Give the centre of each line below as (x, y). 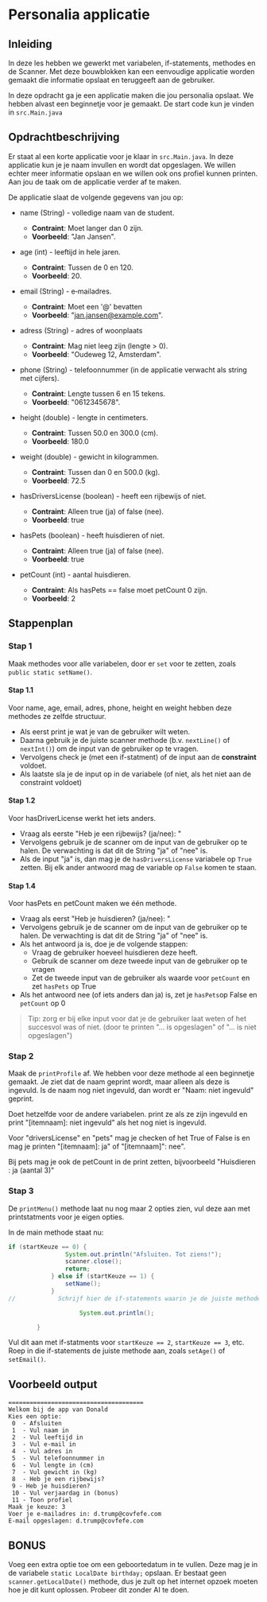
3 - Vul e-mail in (44, 1445)
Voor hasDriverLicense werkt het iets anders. (82, 818)
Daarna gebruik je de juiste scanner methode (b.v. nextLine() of (125, 740)
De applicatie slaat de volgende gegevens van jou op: (96, 197)
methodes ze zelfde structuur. (57, 716)
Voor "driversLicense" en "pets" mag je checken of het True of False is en (129, 1138)
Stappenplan (41, 623)
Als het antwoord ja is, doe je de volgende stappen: (104, 944)
